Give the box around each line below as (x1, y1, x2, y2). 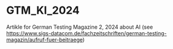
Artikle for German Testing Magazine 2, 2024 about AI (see (6, 23, 153, 30)
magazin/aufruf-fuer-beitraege (6, 36, 83, 43)
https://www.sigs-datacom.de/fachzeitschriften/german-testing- (6, 29, 167, 36)
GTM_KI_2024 (6, 4, 80, 17)
